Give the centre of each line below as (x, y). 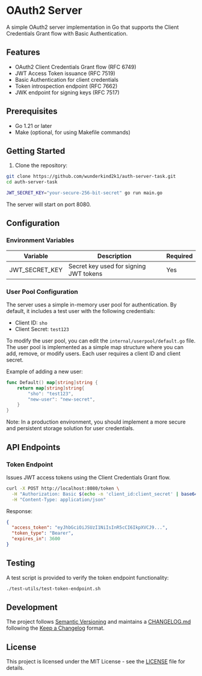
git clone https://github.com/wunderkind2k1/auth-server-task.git (91, 177)
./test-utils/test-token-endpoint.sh (54, 589)
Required (179, 256)
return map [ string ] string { (51, 388)
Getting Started (36, 151)
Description (115, 256)
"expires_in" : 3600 (36, 539)
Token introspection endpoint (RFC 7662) (66, 86)
